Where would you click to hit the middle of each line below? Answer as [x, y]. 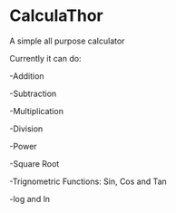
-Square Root [34, 163]
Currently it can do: [45, 58]
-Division [26, 129]
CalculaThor [57, 16]
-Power [24, 146]
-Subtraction [33, 93]
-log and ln [30, 198]
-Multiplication [36, 111]
